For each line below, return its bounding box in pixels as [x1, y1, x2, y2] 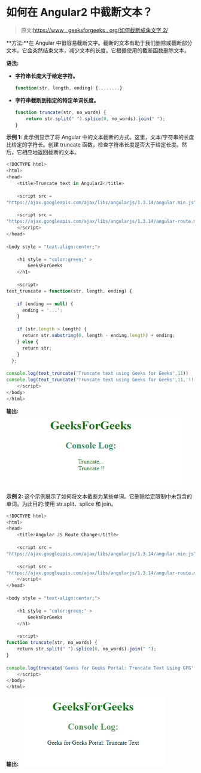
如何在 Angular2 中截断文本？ [6, 5, 153, 19]
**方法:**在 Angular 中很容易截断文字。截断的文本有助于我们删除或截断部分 [6, 39, 193, 46]
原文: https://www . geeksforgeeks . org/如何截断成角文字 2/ [20, 26, 169, 34]
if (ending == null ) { [17, 301, 74, 307]
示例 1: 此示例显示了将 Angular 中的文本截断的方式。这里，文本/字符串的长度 [6, 133, 194, 141]
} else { [17, 339, 39, 345]
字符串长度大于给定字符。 [14, 72, 78, 79]
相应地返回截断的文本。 [22, 148, 80, 156]
